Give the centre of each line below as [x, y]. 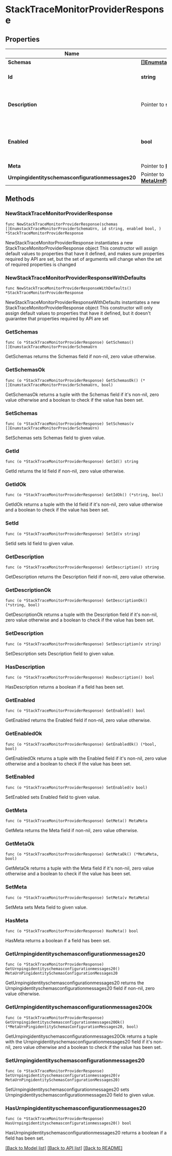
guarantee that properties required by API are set [57, 318]
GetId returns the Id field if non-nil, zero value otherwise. [65, 471]
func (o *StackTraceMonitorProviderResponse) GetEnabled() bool [75, 711]
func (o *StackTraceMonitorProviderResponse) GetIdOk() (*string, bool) [84, 495]
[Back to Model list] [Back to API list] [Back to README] [64, 1148]
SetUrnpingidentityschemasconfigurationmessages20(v [63, 1075]
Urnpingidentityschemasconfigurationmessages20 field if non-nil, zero [80, 988]
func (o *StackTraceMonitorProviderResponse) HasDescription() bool [80, 677]
